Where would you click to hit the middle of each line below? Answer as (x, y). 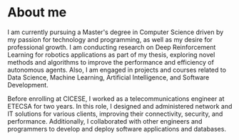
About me (37, 12)
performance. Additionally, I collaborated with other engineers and (105, 121)
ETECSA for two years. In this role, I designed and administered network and (120, 106)
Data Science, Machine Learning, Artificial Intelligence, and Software (108, 77)
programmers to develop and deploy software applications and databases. (117, 129)
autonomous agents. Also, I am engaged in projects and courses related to (117, 70)
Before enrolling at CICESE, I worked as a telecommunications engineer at (116, 98)
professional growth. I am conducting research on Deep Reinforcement (112, 47)
